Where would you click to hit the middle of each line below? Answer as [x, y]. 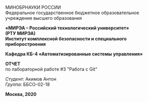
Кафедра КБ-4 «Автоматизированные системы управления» [74, 54]
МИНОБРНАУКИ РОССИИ [33, 7]
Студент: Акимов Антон [31, 79]
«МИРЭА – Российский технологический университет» [67, 28]
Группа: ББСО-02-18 [28, 84]
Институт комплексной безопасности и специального [66, 39]
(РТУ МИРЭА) [21, 33]
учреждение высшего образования [44, 18]
